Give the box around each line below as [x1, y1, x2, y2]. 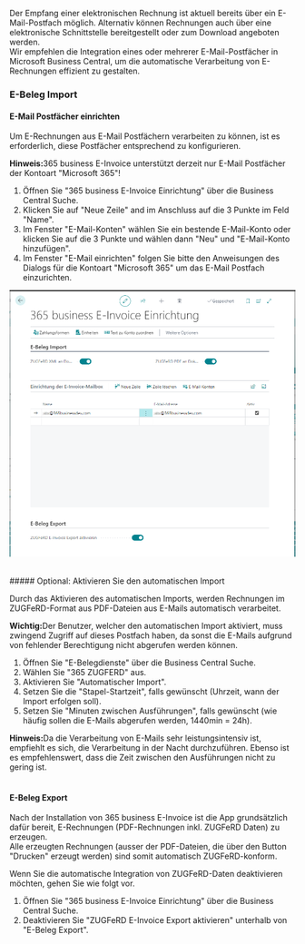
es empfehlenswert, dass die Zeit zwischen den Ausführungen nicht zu [9, 752, 276, 762]
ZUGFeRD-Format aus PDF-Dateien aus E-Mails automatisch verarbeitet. [9, 603, 281, 614]
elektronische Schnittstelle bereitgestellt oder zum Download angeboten [9, 27, 280, 37]
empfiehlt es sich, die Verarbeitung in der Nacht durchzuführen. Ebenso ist [9, 742, 290, 752]
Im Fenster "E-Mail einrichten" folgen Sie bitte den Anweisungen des [22, 253, 280, 264]
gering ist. [9, 762, 47, 772]
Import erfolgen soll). [22, 696, 102, 706]
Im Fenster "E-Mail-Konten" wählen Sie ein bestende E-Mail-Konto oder [22, 224, 291, 235]
